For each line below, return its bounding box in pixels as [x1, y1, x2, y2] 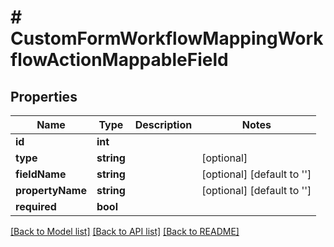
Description [134, 118, 193, 131]
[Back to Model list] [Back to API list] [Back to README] [10, 226, 240, 237]
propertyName [15, 184, 87, 197]
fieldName [15, 167, 67, 181]
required [15, 200, 57, 213]
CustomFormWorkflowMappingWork [10, 27, 324, 50]
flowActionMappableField [10, 49, 229, 71]
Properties [10, 88, 78, 105]
